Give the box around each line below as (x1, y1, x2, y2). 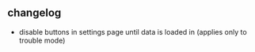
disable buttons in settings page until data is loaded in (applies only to (18, 27, 247, 36)
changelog (7, 6, 62, 20)
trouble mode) (18, 35, 66, 45)
